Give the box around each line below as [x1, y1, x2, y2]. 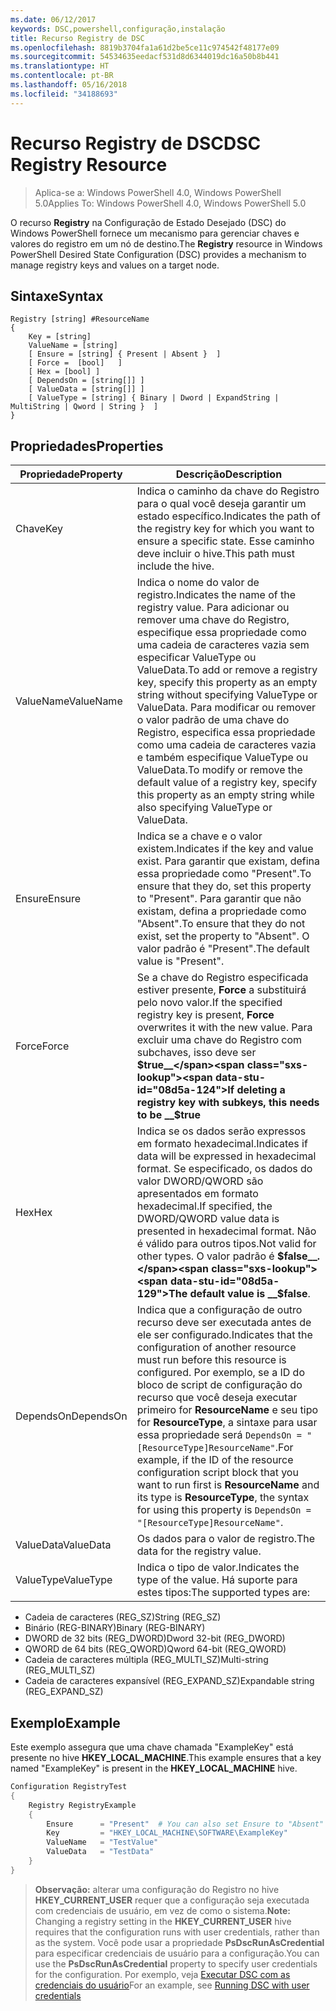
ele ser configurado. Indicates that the [136, 1328, 313, 1342]
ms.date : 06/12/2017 [10, 14, 97, 25]
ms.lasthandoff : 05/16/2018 [10, 80, 128, 90]
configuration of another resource [136, 1341, 297, 1355]
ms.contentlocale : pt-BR [10, 71, 114, 81]
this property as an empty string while [136, 788, 315, 802]
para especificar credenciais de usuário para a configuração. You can [34, 1947, 320, 1959]
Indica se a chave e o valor [136, 829, 263, 843]
